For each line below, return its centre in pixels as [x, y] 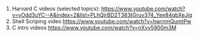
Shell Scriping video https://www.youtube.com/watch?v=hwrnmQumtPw [102, 21]
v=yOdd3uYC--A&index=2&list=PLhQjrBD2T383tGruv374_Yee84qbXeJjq [102, 15]
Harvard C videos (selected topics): [56, 9]
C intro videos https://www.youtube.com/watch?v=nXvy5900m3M [94, 27]
